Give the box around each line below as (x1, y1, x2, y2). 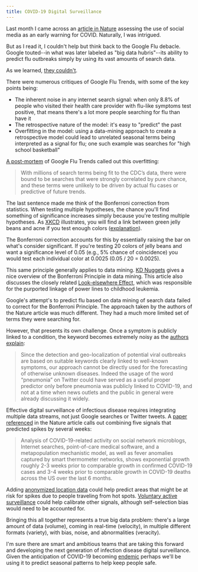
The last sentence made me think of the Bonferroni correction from (6, 199, 170, 206)
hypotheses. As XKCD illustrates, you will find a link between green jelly (6, 218, 181, 225)
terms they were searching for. (6, 315, 81, 322)
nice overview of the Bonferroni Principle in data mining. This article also (6, 273, 183, 280)
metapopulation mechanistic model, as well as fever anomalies (20, 449, 173, 456)
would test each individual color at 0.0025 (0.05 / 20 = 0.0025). (6, 255, 161, 262)
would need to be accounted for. (6, 505, 86, 512)
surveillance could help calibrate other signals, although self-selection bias (6, 498, 189, 506)
